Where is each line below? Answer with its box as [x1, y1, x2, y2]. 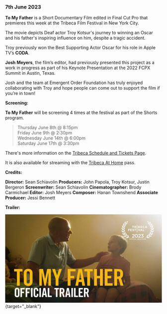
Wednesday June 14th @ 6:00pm [17, 135, 86, 141]
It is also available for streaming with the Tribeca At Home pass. [5, 160, 136, 166]
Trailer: [5, 205, 21, 210]
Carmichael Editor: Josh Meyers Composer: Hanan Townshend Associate [5, 190, 158, 196]
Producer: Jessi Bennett [5, 195, 56, 201]
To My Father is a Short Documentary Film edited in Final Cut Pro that [5, 15, 148, 21]
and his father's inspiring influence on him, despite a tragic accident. [5, 35, 146, 41]
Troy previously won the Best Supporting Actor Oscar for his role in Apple [5, 45, 156, 51]
